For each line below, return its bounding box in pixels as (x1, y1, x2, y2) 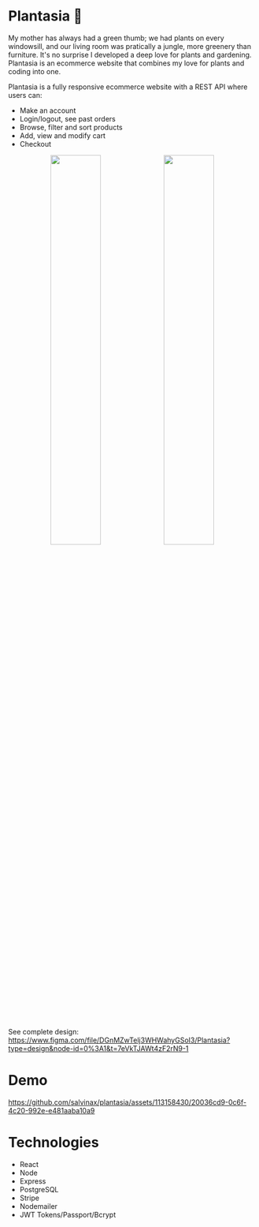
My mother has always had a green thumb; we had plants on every (8, 33, 224, 43)
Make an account (19, 106, 76, 115)
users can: (8, 90, 43, 99)
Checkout (19, 139, 52, 148)
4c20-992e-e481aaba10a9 (8, 1105, 95, 1115)
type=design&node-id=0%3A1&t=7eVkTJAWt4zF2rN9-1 (8, 1043, 189, 1053)
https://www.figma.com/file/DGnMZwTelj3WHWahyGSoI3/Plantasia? (8, 1035, 231, 1045)
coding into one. (8, 66, 61, 76)
